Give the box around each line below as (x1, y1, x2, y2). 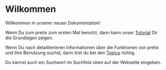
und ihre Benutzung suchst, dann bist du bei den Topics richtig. (5, 50, 136, 56)
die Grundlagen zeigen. (5, 35, 53, 41)
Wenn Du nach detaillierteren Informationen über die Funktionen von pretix (5, 44, 159, 50)
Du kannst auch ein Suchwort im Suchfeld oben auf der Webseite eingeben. (5, 59, 161, 65)
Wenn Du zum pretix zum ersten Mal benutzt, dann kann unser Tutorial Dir (5, 29, 158, 35)
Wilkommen (5, 3, 56, 15)
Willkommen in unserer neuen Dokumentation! (5, 20, 101, 26)
